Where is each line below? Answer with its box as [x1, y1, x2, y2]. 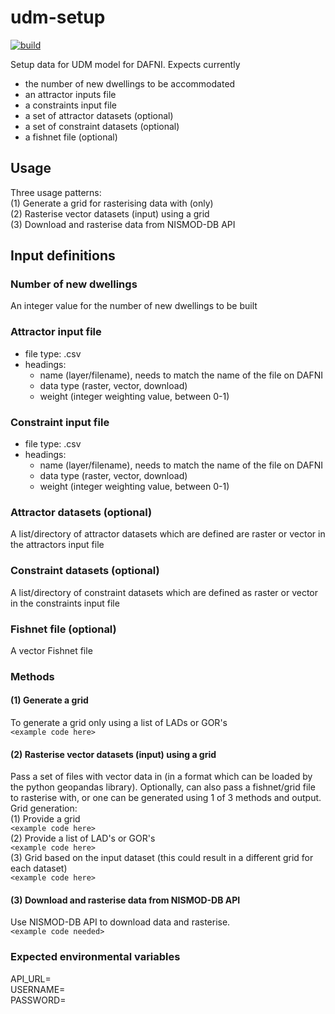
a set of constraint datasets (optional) [24, 120, 180, 132]
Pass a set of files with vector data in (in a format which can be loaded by [10, 771, 313, 783]
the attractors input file [10, 539, 105, 551]
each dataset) [10, 862, 68, 875]
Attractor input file [10, 325, 102, 339]
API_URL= [10, 972, 52, 985]
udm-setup [10, 6, 106, 29]
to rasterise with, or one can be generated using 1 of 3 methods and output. [10, 792, 322, 804]
